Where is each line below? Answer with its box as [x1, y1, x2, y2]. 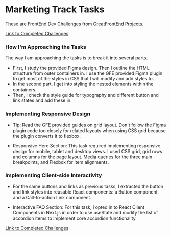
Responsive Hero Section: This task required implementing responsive [12, 142, 161, 149]
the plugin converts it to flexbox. [12, 133, 81, 139]
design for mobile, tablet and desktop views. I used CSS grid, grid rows [12, 148, 162, 154]
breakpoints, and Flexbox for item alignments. [12, 159, 109, 165]
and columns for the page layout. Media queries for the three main [12, 154, 152, 160]
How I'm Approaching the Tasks [5, 43, 87, 50]
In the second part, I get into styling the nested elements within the [12, 81, 154, 88]
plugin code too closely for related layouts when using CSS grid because [12, 127, 166, 134]
